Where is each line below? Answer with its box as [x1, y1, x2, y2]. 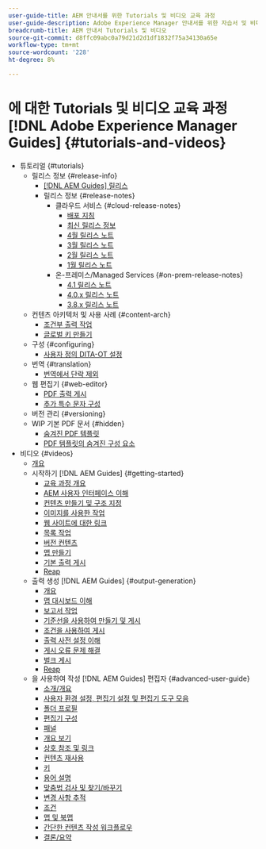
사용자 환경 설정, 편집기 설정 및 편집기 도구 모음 [43, 693, 189, 703]
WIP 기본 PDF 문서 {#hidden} [31, 418, 125, 428]
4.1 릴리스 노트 [66, 279, 112, 290]
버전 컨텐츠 [43, 537, 78, 547]
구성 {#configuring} [31, 339, 95, 349]
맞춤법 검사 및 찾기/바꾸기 [43, 782, 123, 792]
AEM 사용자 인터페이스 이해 [43, 488, 129, 497]
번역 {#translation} [31, 359, 92, 369]
